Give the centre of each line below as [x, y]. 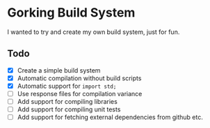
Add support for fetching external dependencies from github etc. [110, 117]
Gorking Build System [71, 13]
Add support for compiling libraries [67, 101]
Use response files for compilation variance [80, 93]
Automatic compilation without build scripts [79, 78]
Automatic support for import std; [67, 86]
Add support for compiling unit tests [69, 109]
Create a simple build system [59, 70]
